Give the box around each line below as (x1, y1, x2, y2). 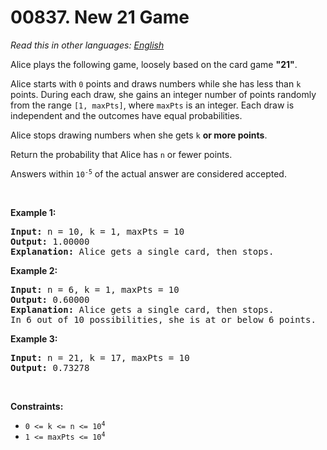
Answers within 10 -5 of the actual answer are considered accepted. (10, 167, 287, 180)
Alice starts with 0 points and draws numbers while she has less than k (10, 77, 302, 90)
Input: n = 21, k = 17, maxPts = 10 (10, 352, 190, 363)
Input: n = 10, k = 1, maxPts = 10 (10, 226, 185, 237)
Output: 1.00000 (10, 236, 90, 247)
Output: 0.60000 (10, 294, 90, 305)
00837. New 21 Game (10, 6, 190, 29)
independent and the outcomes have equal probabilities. (10, 109, 243, 121)
